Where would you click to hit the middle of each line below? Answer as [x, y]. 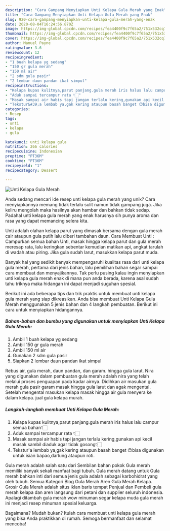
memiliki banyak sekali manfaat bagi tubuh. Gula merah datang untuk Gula [83, 471]
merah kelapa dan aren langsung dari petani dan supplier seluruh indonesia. [84, 492]
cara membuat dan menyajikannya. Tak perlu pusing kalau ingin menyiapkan [85, 273]
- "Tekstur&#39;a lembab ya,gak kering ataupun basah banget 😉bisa [79, 105]
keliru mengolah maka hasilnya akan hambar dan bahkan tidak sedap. [78, 210]
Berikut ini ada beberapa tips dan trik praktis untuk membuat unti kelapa [80, 293]
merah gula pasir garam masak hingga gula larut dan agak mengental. [78, 387]
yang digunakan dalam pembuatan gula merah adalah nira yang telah [77, 376]
